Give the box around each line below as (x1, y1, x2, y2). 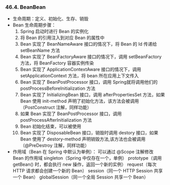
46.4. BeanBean (5, 4, 46, 11)
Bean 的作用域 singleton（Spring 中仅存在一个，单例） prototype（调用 (12, 155, 162, 161)
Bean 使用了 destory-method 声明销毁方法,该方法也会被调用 (20, 136, 146, 142)
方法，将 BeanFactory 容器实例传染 (20, 60, 94, 66)
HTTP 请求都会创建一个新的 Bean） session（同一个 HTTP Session (12, 168, 153, 174)
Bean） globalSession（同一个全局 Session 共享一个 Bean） (22, 174, 149, 180)
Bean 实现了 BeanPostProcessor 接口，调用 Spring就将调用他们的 (20, 79, 158, 85)
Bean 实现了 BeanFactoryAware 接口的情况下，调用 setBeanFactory (20, 54, 162, 60)
